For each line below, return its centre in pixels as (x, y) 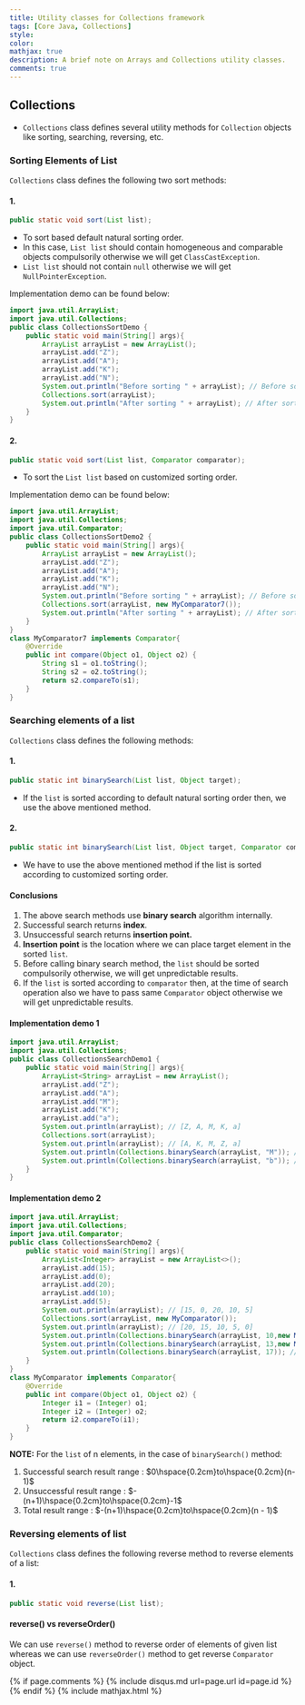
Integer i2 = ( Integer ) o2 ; (95, 1412)
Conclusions (34, 895)
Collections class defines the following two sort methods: (118, 180)
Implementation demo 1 (54, 1023)
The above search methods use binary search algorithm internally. (148, 916)
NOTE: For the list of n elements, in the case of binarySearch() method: (146, 1454)
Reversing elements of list (68, 1534)
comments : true (38, 69)
